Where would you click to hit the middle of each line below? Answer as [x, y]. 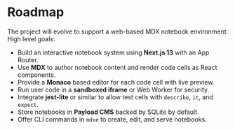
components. [36, 75]
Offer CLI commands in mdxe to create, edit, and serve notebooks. [112, 119]
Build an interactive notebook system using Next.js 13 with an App [113, 52]
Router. [28, 59]
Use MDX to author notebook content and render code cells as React [117, 67]
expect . [28, 104]
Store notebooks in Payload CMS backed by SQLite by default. [108, 112]
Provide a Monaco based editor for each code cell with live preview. [116, 82]
